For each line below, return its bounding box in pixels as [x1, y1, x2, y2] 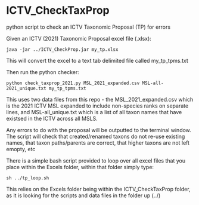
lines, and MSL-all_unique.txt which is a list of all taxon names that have [6, 108, 182, 115]
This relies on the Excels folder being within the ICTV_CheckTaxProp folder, [6, 185, 191, 192]
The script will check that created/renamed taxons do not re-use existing [6, 133, 185, 140]
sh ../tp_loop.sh [6, 175, 49, 181]
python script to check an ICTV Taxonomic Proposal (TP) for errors [6, 23, 171, 30]
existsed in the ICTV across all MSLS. [6, 115, 98, 122]
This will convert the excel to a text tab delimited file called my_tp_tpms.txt [6, 57, 189, 64]
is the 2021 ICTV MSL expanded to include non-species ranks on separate [6, 102, 189, 109]
